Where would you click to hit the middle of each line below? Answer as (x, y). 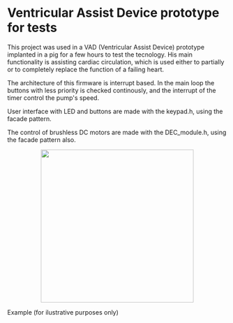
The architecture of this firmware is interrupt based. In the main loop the (111, 82)
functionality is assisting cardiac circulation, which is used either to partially (116, 62)
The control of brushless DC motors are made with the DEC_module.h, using (117, 132)
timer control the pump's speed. (53, 98)
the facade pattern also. (42, 139)
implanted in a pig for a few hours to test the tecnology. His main (100, 55)
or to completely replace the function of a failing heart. (86, 69)
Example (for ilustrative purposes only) (63, 312)
